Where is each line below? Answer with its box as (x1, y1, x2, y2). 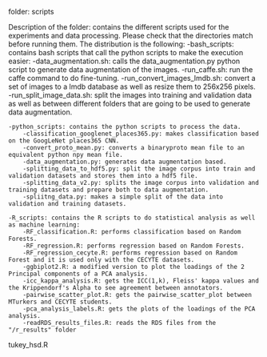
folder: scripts (8, 7, 54, 16)
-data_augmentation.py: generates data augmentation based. (22, 158, 227, 166)
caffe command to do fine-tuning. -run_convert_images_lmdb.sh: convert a (8, 74, 256, 82)
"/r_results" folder (8, 326, 78, 334)
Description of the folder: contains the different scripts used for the (8, 22, 229, 31)
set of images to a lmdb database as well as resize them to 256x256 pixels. (8, 82, 256, 91)
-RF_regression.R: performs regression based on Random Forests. (22, 242, 245, 250)
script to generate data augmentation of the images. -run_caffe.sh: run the (8, 65, 253, 74)
